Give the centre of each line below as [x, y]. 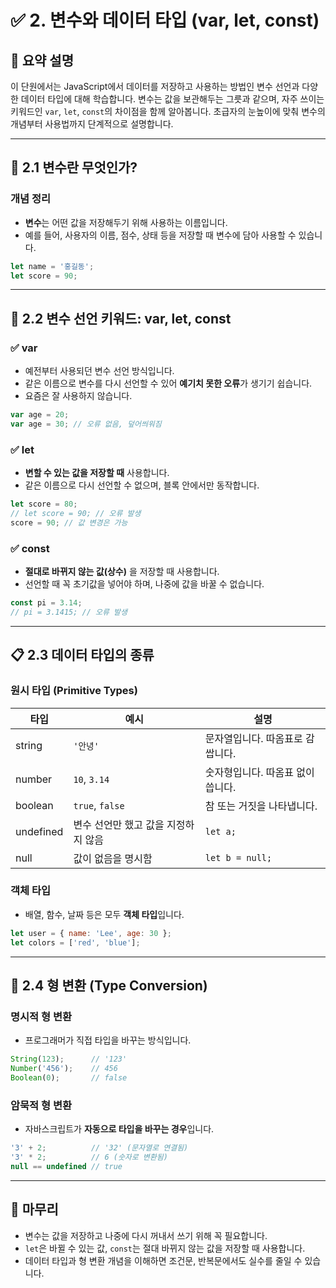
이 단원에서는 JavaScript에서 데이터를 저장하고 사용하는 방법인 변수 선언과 [155, 86]
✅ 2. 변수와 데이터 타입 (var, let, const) [165, 20]
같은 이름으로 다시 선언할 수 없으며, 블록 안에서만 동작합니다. [142, 485]
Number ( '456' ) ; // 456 [64, 1069]
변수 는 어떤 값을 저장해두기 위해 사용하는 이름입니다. [126, 222]
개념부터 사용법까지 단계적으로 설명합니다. [92, 124]
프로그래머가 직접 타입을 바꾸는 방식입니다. [108, 1040]
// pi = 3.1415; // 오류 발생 [69, 612]
